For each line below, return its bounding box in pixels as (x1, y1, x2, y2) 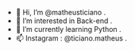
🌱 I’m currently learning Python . (15, 25, 121, 33)
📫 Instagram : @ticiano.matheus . (15, 33, 127, 43)
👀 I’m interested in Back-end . (15, 16, 113, 25)
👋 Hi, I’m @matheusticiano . (15, 8, 106, 17)
